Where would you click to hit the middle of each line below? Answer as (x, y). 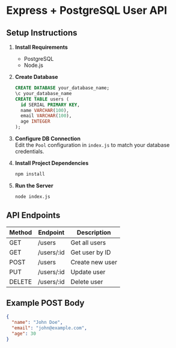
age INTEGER (35, 122)
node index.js (32, 196)
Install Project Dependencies (52, 163)
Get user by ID (91, 252)
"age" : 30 (24, 334)
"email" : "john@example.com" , (49, 328)
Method (21, 232)
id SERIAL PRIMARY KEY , (50, 105)
